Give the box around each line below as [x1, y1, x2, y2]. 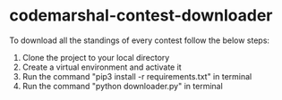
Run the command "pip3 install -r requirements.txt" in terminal [21, 71, 252, 81]
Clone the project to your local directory [21, 52, 170, 62]
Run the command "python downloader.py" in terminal [21, 80, 224, 91]
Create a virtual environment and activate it [21, 62, 182, 72]
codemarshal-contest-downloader [9, 5, 273, 26]
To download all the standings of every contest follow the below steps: [9, 35, 270, 46]
